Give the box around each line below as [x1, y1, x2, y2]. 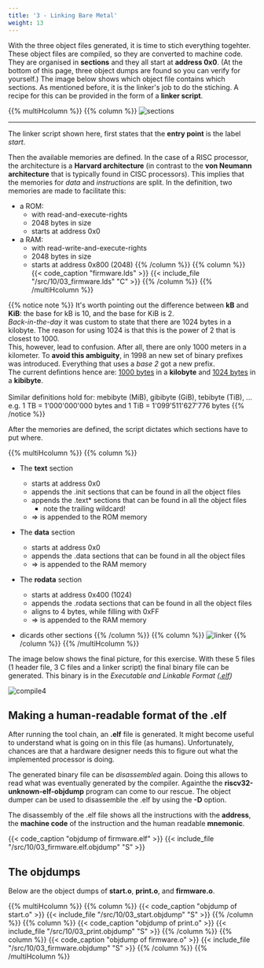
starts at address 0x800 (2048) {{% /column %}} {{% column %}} [31, 259, 246, 269]
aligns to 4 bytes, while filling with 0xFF [31, 606, 159, 616]
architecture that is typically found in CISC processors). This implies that [8, 169, 245, 178]
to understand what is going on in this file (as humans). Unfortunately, [8, 738, 234, 747]
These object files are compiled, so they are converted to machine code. [8, 49, 244, 58]
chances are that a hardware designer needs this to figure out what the [8, 746, 238, 756]
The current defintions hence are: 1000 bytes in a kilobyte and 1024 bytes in [8, 367, 256, 377]
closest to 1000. [8, 333, 60, 343]
